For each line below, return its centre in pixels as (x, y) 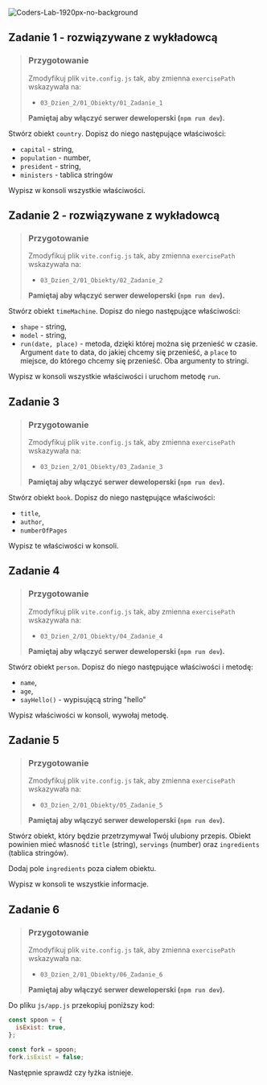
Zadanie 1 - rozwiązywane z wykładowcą (113, 37)
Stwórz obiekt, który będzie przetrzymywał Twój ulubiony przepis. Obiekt (130, 836)
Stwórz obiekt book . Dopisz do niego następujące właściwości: (112, 498)
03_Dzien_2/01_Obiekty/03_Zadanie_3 (101, 467)
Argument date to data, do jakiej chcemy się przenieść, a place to (128, 352)
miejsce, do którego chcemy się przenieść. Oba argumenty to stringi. (134, 361)
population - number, (55, 158)
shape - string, (43, 327)
